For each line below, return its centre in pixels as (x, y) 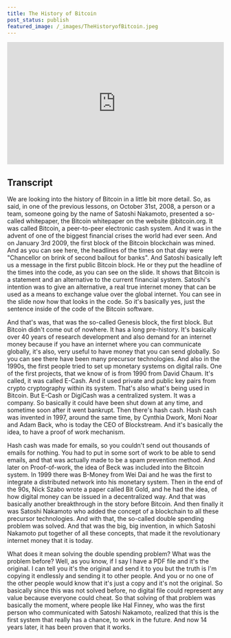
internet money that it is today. (50, 541)
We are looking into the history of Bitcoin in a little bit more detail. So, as (109, 199)
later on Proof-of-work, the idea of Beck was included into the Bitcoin (106, 467)
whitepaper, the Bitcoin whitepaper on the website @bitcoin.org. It (119, 221)
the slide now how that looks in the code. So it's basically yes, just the (106, 302)
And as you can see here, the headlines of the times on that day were (106, 250)
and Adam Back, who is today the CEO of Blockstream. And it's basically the (115, 425)
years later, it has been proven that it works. (69, 627)
